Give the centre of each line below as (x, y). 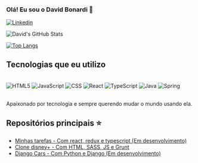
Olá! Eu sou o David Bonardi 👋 (50, 10)
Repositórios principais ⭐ (54, 123)
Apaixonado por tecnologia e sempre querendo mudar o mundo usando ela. (99, 103)
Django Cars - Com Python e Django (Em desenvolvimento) (88, 153)
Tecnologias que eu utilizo (56, 64)
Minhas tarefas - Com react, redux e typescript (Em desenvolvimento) (101, 140)
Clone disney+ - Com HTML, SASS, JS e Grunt (72, 147)
